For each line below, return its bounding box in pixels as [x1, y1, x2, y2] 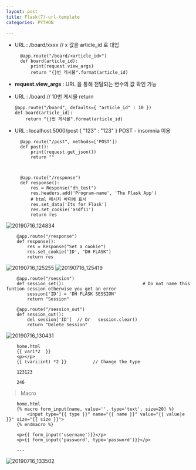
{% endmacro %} [16, 422, 54, 428]
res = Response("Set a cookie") [27, 244, 107, 250]
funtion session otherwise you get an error [6, 286, 117, 292]
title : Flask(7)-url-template [6, 14, 80, 20]
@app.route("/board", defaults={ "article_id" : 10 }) [14, 105, 152, 111]
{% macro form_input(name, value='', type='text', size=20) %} [16, 406, 175, 412]
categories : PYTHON [6, 19, 54, 25]
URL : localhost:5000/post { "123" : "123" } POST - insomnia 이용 [14, 127, 171, 134]
